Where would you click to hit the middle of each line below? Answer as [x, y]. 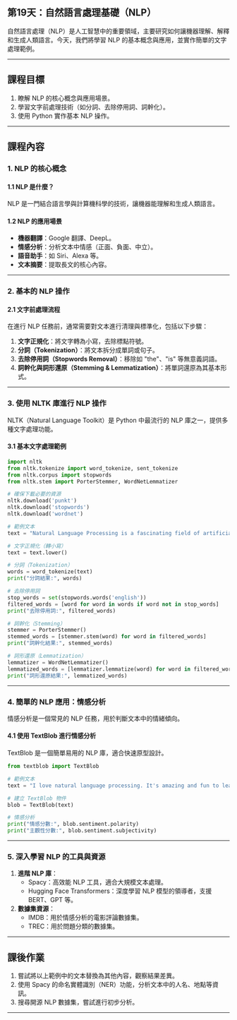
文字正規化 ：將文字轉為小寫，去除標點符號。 [83, 342]
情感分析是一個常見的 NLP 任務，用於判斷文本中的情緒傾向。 [96, 718]
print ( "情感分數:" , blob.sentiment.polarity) [73, 824]
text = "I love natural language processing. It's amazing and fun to [113, 786]
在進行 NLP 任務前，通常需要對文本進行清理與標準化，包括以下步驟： [108, 326]
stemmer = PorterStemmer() [47, 630]
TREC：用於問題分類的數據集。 [73, 926]
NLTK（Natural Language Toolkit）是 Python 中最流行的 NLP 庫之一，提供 [115, 420]
